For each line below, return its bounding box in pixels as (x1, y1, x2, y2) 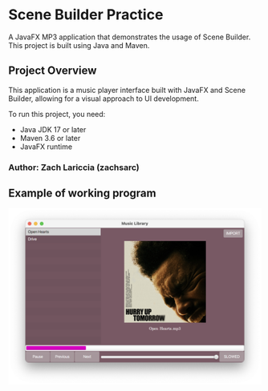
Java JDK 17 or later (19, 124, 87, 134)
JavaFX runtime (19, 142, 73, 151)
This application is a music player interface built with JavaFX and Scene (8, 85, 246, 95)
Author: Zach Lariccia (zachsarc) (8, 162, 140, 173)
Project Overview (8, 64, 97, 78)
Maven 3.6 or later (19, 133, 81, 143)
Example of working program (8, 187, 156, 200)
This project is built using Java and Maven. (8, 40, 150, 50)
